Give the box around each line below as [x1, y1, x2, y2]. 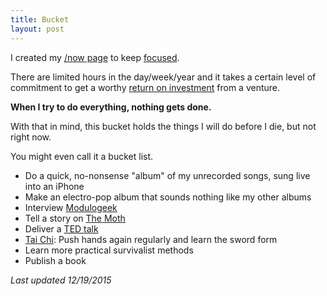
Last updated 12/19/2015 [10, 274, 112, 286]
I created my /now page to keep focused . [10, 51, 180, 63]
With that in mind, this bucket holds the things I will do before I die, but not [10, 120, 317, 132]
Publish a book [24, 254, 87, 266]
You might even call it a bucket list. [10, 150, 154, 162]
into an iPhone [24, 180, 85, 192]
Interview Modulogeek [24, 201, 118, 213]
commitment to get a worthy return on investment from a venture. [10, 81, 280, 93]
